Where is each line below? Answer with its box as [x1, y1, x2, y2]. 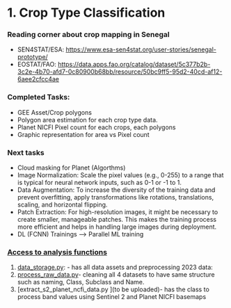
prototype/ [17, 53, 49, 61]
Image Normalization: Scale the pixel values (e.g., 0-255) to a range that [17, 171, 224, 179]
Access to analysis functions [7, 248, 108, 257]
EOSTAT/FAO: [17, 60, 57, 69]
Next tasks [7, 147, 45, 157]
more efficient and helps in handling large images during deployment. [17, 222, 217, 231]
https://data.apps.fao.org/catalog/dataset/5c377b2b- [58, 60, 211, 69]
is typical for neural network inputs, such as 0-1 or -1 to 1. [17, 179, 182, 187]
